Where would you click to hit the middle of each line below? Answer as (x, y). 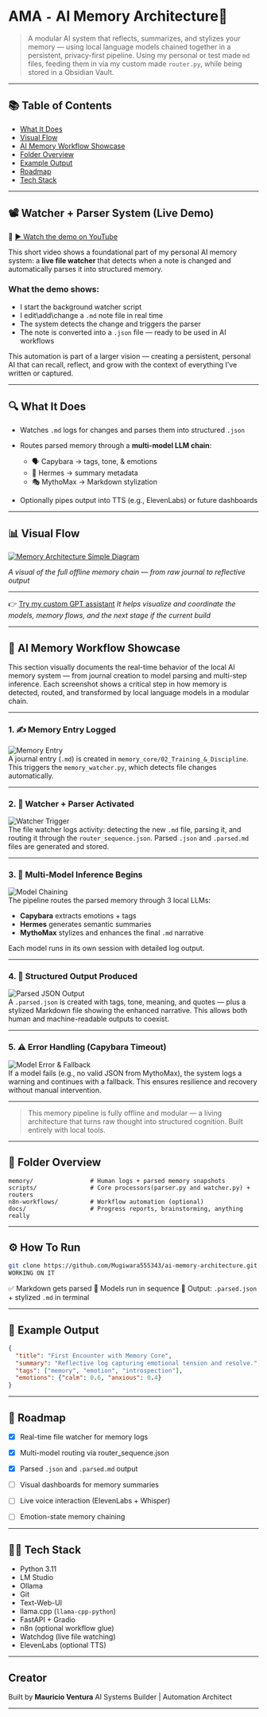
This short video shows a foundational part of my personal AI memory (122, 252)
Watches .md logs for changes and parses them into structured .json (132, 430)
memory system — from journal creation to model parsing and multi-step (128, 676)
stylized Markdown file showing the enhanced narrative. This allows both (128, 1011)
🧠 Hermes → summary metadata (85, 473)
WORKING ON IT (32, 1273)
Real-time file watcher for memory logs (84, 1437)
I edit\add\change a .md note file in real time (91, 315)
